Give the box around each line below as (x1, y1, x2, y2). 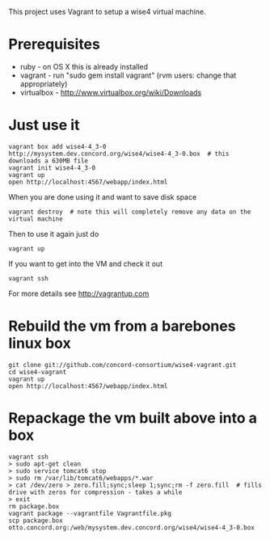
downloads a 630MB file (8, 157, 89, 165)
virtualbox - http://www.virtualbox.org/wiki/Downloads (19, 87, 202, 97)
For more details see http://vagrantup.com (8, 289, 150, 298)
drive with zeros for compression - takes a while (8, 488, 183, 496)
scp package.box (8, 517, 63, 525)
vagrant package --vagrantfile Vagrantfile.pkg (8, 509, 172, 517)
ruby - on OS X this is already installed (19, 61, 148, 71)
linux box (8, 335, 71, 352)
